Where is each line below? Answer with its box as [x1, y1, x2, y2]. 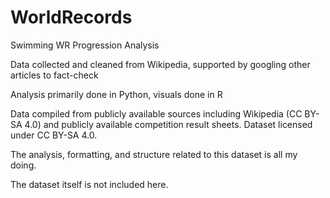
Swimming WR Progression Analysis [10, 39, 160, 51]
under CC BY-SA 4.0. [10, 129, 98, 141]
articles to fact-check [10, 69, 99, 81]
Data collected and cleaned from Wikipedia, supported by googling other [10, 58, 311, 70]
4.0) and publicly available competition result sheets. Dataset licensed [24, 118, 313, 130]
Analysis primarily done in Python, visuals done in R [10, 88, 223, 100]
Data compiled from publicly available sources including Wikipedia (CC [10, 107, 303, 120]
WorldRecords [10, 6, 133, 29]
